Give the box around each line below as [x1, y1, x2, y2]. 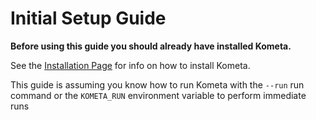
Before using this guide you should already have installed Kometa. [10, 40, 292, 52]
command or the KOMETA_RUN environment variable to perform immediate [10, 89, 307, 101]
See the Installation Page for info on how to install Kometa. [10, 59, 251, 71]
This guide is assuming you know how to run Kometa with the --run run [10, 78, 305, 91]
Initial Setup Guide [10, 7, 167, 30]
